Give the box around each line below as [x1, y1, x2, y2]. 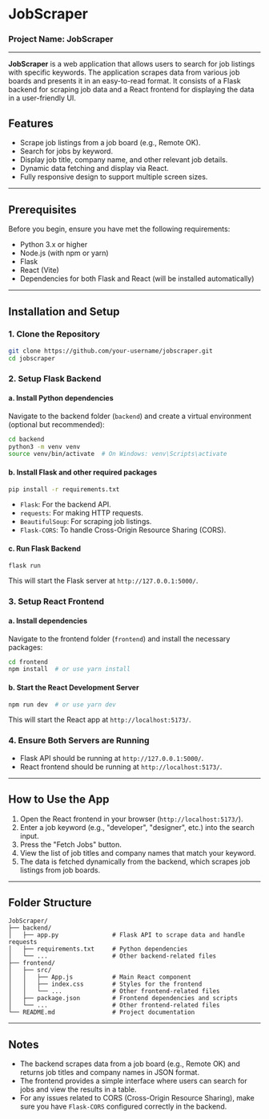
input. [19, 831, 39, 840]
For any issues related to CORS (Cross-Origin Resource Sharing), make [19, 1093, 255, 1103]
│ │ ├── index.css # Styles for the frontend [8, 980, 203, 988]
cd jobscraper [8, 354, 56, 362]
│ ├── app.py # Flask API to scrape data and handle [8, 931, 246, 939]
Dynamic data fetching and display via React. [19, 164, 170, 173]
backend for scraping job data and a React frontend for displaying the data [8, 85, 255, 95]
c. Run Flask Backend [8, 543, 82, 553]
